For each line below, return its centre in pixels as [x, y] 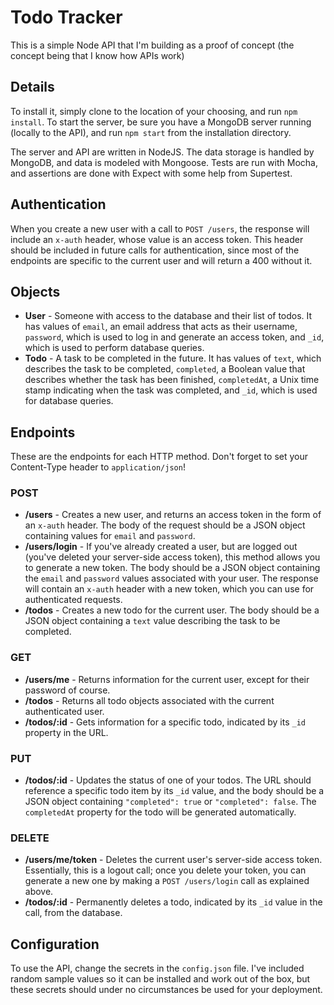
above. [39, 892]
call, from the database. [73, 913]
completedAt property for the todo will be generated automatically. [160, 812]
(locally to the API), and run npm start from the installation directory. [151, 132]
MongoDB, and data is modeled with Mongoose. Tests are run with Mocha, [164, 162]
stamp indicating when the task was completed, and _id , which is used [171, 390]
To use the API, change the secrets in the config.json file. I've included [157, 968]
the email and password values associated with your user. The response [171, 578]
